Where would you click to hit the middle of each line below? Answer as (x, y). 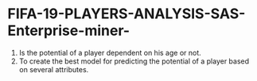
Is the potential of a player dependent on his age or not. (110, 52)
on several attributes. (54, 69)
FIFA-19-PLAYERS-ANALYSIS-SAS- (127, 14)
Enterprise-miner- (69, 31)
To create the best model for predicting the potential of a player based (134, 61)
